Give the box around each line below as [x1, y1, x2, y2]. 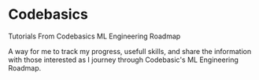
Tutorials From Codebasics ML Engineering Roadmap [8, 31, 181, 41]
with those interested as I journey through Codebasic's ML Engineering [8, 55, 239, 64]
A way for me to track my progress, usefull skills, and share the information [8, 46, 252, 56]
